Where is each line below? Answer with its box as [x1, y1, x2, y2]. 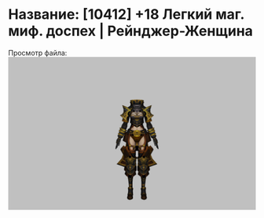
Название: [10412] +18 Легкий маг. [8, 5, 245, 24]
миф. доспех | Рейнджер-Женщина [8, 22, 254, 40]
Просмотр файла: [8, 48, 68, 57]
